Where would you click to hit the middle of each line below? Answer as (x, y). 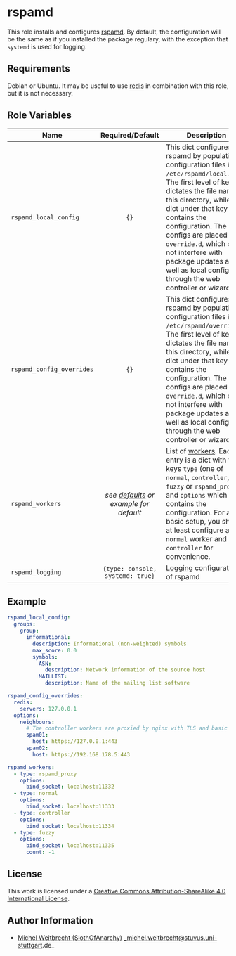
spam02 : (37, 748)
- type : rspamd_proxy (45, 774)
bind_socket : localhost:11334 (70, 826)
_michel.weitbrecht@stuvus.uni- (171, 937)
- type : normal (36, 794)
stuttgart (30, 945)
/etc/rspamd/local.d (200, 174)
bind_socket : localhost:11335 (70, 846)
